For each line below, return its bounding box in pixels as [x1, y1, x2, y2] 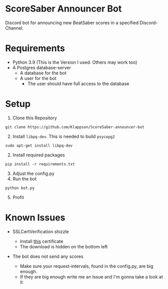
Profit [12, 194, 24, 200]
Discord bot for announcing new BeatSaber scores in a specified [5, 20, 139, 26]
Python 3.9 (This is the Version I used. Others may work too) [12, 59, 137, 65]
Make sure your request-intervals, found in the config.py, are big [20, 263, 154, 269]
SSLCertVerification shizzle [12, 228, 69, 234]
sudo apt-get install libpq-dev [5, 143, 73, 148]
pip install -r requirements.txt [5, 161, 75, 166]
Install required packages [12, 152, 65, 158]
